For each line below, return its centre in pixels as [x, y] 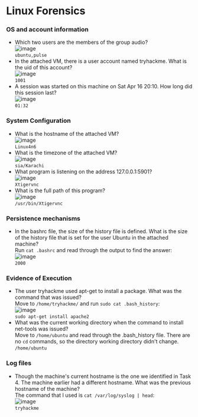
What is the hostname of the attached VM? [67, 133]
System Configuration [38, 121]
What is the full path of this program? [60, 190]
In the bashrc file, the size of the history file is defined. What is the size [101, 231]
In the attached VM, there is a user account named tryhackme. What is [101, 61]
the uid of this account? [43, 68]
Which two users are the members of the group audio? [81, 42]
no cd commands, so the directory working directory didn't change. [97, 342]
